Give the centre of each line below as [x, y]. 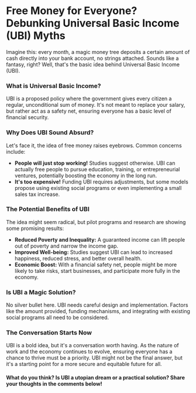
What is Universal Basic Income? [54, 86]
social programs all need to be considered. [58, 317]
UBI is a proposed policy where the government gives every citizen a [89, 99]
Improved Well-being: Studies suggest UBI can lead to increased [93, 252]
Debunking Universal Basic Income [93, 23]
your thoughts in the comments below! [54, 384]
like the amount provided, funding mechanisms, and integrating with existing [98, 311]
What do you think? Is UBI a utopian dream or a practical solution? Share [96, 378]
